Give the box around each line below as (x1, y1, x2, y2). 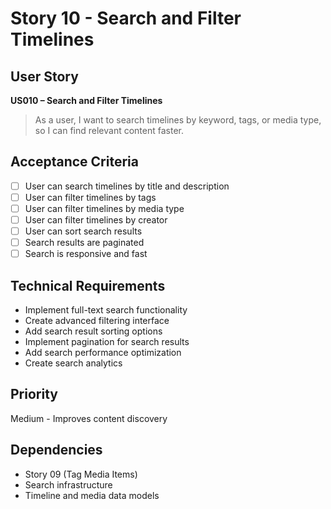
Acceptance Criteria (10, 153, 139, 171)
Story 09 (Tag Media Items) (24, 468, 138, 480)
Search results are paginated (24, 237, 145, 249)
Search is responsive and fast (24, 248, 148, 260)
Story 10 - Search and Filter (10, 7, 242, 30)
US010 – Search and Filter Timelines (10, 95, 163, 106)
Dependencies (10, 442, 103, 459)
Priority (10, 386, 58, 403)
